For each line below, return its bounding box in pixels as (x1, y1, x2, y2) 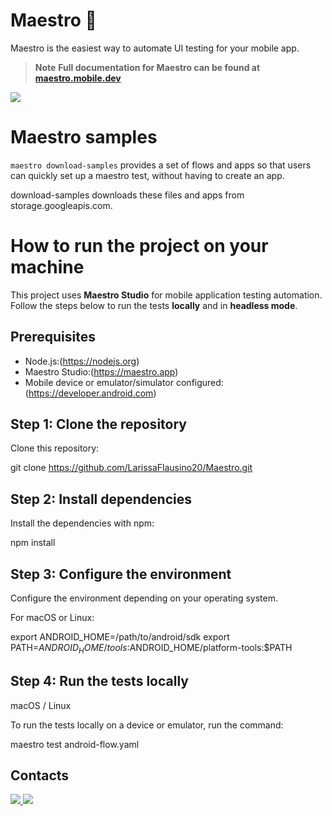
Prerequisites (10, 329, 96, 346)
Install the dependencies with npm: (10, 517, 155, 529)
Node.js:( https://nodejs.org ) (24, 355, 140, 367)
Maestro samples (10, 126, 158, 149)
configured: (175, 376, 224, 388)
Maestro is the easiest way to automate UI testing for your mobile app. (10, 42, 300, 54)
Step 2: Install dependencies (10, 490, 192, 508)
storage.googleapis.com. (10, 199, 113, 211)
